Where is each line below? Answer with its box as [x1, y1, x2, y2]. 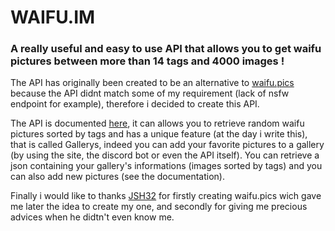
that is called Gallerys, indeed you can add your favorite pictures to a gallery [10, 139, 325, 151]
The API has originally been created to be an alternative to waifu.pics [10, 77, 295, 89]
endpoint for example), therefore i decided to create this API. [10, 98, 260, 110]
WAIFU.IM [10, 6, 96, 29]
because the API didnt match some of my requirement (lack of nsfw [10, 87, 290, 100]
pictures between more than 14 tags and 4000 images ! [10, 54, 285, 68]
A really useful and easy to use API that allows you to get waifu [10, 42, 322, 56]
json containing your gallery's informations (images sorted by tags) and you [10, 160, 323, 172]
